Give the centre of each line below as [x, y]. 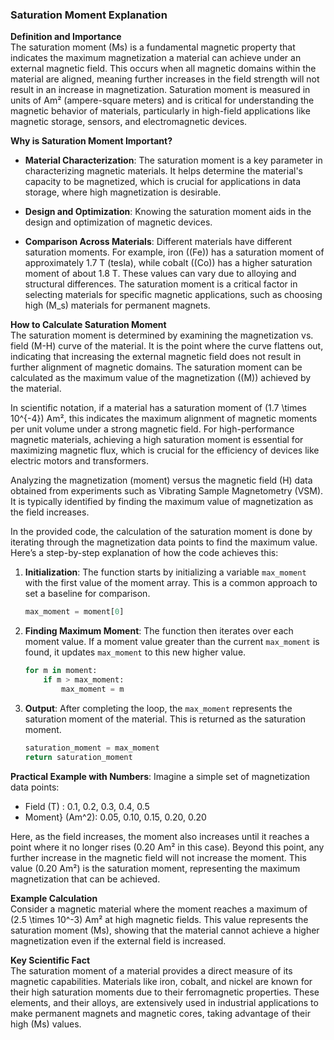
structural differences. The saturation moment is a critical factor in [161, 284]
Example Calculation [54, 898]
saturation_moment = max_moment [92, 748]
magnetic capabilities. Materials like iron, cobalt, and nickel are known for [161, 981]
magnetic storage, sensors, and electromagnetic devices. [129, 122]
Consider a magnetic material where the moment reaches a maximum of [159, 909]
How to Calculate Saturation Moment [88, 325]
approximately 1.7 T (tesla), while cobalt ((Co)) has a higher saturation [168, 263]
